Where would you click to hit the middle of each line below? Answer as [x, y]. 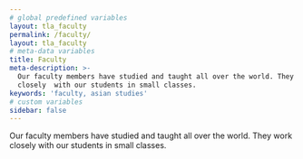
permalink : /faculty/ [50, 34]
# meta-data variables [52, 51]
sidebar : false [38, 110]
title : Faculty [38, 60]
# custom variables [46, 102]
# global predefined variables [68, 18]
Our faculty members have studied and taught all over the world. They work [151, 136]
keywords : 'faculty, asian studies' [78, 93]
